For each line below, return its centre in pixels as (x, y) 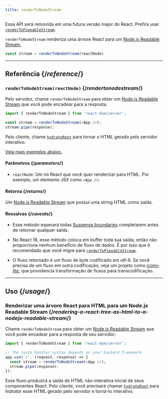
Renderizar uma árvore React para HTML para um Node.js (77, 305)
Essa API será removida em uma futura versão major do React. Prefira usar (82, 24)
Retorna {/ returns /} (26, 191)
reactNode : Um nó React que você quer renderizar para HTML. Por (81, 174)
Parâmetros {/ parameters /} (34, 163)
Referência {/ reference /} (44, 74)
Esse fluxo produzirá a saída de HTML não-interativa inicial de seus (74, 380)
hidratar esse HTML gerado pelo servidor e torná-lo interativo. (69, 391)
